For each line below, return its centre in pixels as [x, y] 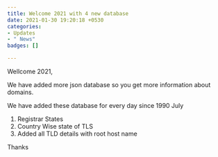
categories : [24, 26]
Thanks [18, 147]
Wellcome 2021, [30, 71]
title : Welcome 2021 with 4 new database [68, 13]
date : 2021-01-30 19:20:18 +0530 [56, 20]
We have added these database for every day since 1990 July [95, 105]
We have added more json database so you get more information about [109, 85]
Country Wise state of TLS [55, 126]
